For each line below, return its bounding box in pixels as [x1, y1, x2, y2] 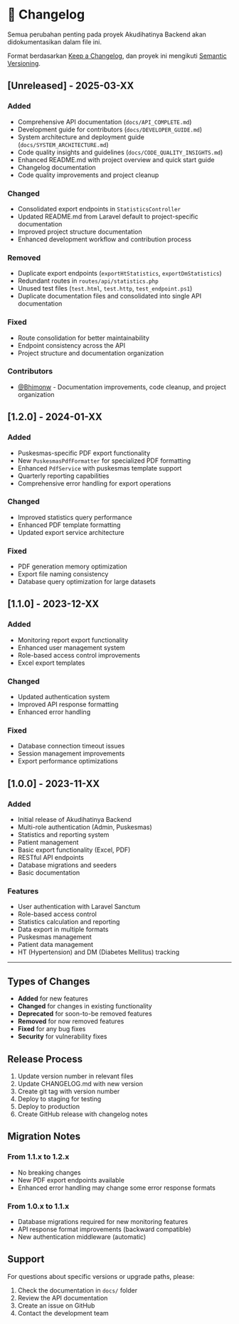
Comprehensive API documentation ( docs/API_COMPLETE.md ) [17, 117, 192, 126]
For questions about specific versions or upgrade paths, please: [7, 1272, 195, 1280]
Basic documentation [17, 868, 80, 877]
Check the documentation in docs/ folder [17, 1285, 137, 1295]
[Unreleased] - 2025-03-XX [7, 80, 134, 92]
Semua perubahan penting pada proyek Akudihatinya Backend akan [7, 30, 206, 39]
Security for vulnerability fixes [17, 1032, 107, 1041]
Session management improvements [17, 749, 125, 758]
